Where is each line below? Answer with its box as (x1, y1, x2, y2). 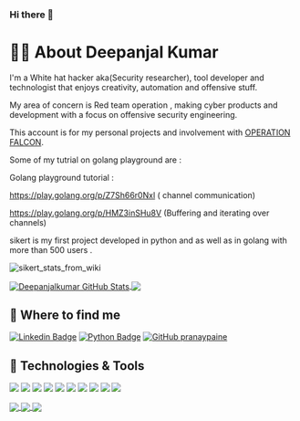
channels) (9, 216, 47, 227)
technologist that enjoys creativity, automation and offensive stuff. (9, 81, 258, 92)
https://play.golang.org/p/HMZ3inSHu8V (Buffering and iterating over (9, 207, 270, 218)
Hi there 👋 (9, 8, 55, 21)
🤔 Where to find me (9, 307, 121, 322)
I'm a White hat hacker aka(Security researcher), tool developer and (9, 72, 264, 83)
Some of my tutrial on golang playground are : (9, 154, 182, 165)
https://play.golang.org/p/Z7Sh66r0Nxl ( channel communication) (9, 189, 256, 200)
